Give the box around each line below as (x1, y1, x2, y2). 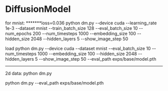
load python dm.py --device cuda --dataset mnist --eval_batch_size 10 (5, 45, 151, 51)
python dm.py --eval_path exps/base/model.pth (5, 80, 104, 86)
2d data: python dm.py (5, 70, 52, 76)
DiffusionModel (5, 3, 71, 15)
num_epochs (5, 30, 31, 36)
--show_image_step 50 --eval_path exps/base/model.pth (38, 56, 156, 62)
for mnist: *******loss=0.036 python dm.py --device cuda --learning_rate (5, 20, 157, 26)
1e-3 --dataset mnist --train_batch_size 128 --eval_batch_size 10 (5, 25, 138, 31)
